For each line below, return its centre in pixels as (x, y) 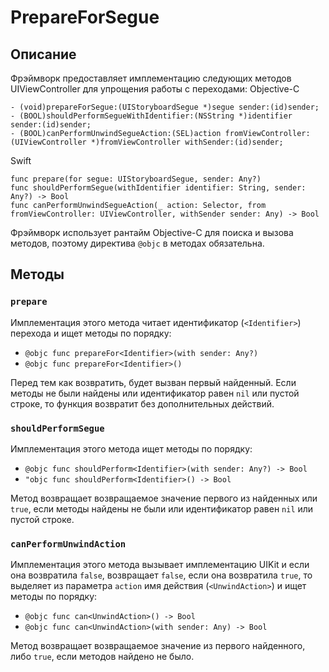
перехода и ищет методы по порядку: (91, 333)
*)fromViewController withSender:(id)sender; (187, 142)
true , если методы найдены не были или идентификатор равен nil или (162, 508)
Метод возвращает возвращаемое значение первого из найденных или (164, 498)
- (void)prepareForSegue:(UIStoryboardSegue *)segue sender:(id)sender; (165, 107)
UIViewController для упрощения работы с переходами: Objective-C (155, 89)
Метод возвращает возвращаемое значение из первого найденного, (158, 646)
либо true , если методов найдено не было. (102, 657)
